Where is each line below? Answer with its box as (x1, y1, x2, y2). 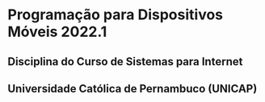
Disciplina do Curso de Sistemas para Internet (7, 55, 243, 68)
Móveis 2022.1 (7, 22, 107, 41)
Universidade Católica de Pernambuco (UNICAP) (7, 82, 258, 96)
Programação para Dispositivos (7, 6, 224, 24)
